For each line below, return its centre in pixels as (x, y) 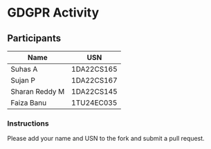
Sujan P (23, 80)
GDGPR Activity (53, 13)
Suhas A (24, 69)
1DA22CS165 (94, 69)
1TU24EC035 (94, 103)
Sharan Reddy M (38, 91)
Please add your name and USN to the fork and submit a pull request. (106, 139)
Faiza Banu (29, 103)
